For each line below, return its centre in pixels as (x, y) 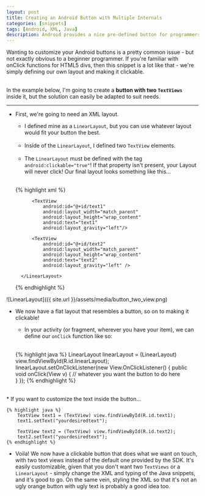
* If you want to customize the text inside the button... (74, 399)
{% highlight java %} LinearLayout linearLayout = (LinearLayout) (96, 355)
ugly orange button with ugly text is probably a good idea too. (93, 486)
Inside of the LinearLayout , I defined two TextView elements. (100, 146)
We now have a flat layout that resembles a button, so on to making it (102, 311)
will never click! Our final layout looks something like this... (98, 171)
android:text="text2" (70, 260)
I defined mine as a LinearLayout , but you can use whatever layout (108, 126)
